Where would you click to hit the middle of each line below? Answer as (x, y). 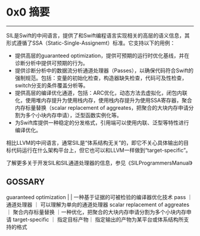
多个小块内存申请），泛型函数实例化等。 (74, 115)
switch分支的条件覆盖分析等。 (51, 85)
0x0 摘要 (28, 12)
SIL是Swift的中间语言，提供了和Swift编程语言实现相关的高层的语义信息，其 (98, 35)
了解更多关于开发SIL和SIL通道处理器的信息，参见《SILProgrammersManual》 (99, 163)
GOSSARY (26, 182)
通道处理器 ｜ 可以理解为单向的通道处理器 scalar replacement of (85, 204)
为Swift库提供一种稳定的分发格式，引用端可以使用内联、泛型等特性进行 (102, 122)
